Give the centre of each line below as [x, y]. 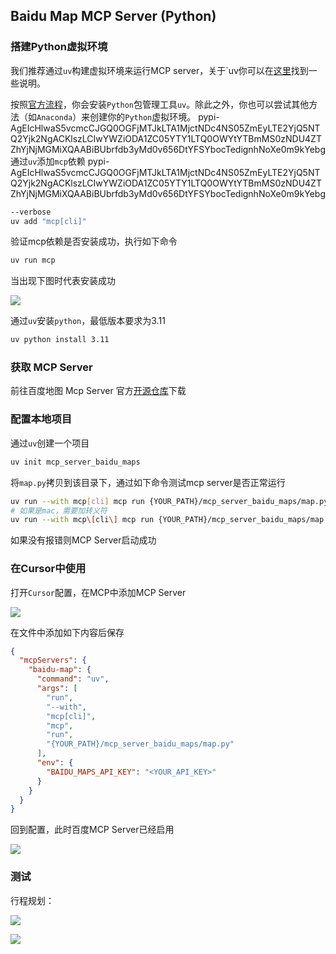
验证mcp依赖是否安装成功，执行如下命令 [94, 241]
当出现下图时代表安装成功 [63, 281]
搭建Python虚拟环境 [59, 47]
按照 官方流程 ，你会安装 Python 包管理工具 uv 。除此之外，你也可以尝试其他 [160, 104]
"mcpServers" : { [53, 660]
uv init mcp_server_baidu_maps [75, 462]
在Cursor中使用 [48, 569]
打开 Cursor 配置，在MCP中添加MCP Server [98, 592]
